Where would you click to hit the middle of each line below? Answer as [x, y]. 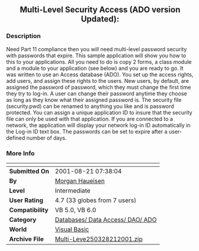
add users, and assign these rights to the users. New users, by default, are [98, 80]
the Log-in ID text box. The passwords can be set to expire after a [87, 131]
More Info [21, 153]
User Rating [26, 200]
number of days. [47, 138]
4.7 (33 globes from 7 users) [96, 200]
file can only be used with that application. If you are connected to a [90, 119]
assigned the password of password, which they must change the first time [99, 87]
